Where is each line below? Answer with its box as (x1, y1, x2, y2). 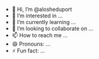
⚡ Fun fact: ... (11, 47, 45, 54)
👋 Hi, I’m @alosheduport (11, 6, 72, 13)
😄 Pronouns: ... (11, 40, 51, 48)
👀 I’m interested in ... (11, 12, 63, 19)
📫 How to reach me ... (11, 32, 68, 39)
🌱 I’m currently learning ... (11, 19, 76, 25)
